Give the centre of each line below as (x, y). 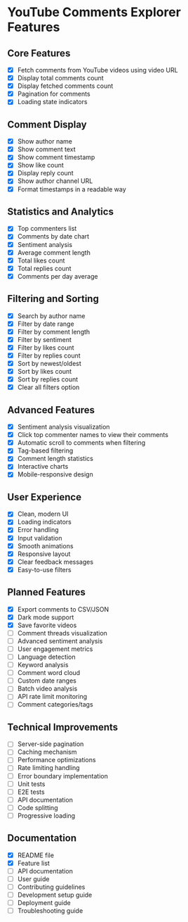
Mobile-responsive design (55, 474)
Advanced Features (51, 410)
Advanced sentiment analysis (60, 640)
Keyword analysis (43, 665)
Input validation (40, 538)
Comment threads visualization (62, 633)
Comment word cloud (49, 673)
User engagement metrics (55, 649)
